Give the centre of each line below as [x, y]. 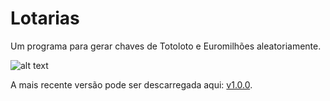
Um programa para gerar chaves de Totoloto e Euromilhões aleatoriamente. [166, 46]
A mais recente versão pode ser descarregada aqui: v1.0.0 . [131, 84]
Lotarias [45, 18]
